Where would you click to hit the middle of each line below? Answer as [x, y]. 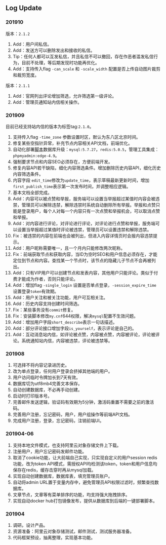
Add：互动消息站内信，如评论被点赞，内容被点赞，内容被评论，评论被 [84, 334]
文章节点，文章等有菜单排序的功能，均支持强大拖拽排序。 [71, 494]
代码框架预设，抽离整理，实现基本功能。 [54, 537]
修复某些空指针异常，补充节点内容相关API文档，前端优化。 [73, 143]
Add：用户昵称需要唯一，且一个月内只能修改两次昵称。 [69, 248]
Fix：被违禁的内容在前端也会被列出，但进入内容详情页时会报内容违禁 [83, 235]
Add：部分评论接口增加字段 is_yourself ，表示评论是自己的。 [75, 328]
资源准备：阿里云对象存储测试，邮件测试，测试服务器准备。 [73, 531]
